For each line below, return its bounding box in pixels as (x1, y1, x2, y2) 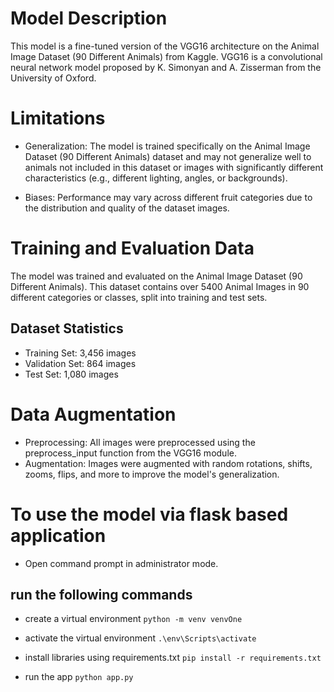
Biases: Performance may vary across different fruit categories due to (24, 191, 313, 203)
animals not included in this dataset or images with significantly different (24, 161, 324, 173)
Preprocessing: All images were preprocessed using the (24, 436, 256, 448)
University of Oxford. (10, 72, 97, 84)
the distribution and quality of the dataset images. (24, 202, 230, 214)
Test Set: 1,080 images (24, 368, 119, 380)
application (10, 524, 107, 547)
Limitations (10, 107, 106, 130)
